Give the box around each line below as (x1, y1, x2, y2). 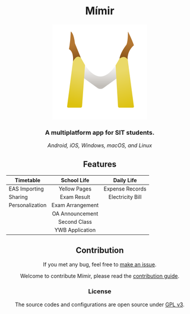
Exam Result (60, 194, 90, 201)
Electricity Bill (108, 194, 142, 201)
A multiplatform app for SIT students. (45, 128, 155, 137)
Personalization (8, 202, 47, 209)
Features (83, 159, 117, 169)
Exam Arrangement (51, 202, 99, 209)
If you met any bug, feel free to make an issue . (43, 261, 157, 268)
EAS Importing (8, 185, 45, 192)
